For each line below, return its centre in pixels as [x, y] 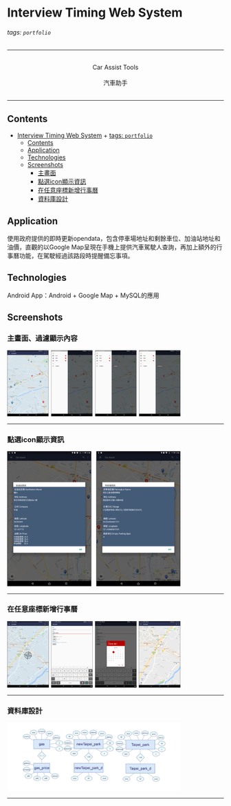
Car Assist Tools [115, 68]
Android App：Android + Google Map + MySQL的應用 [83, 295]
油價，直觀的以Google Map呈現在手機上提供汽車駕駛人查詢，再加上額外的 [112, 247]
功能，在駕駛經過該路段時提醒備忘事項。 [76, 256]
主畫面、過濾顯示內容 [42, 338]
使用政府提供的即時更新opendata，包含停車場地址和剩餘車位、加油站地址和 [114, 239]
